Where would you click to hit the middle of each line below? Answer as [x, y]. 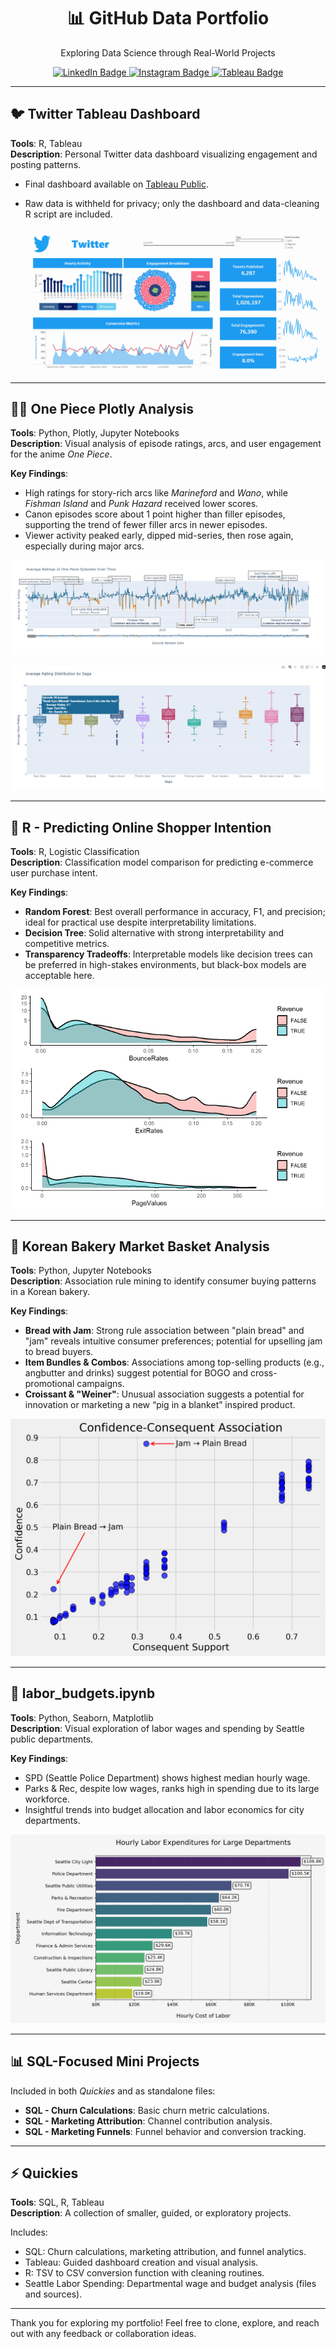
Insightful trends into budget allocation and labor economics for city [164, 1809]
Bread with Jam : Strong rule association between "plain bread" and [164, 1331]
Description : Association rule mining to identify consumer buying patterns [163, 1281]
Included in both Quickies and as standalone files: [113, 2091]
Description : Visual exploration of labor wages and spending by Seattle [157, 1728]
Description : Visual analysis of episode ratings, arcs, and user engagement [166, 444]
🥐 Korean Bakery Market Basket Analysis [140, 1246]
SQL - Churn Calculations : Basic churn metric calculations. [147, 2110]
